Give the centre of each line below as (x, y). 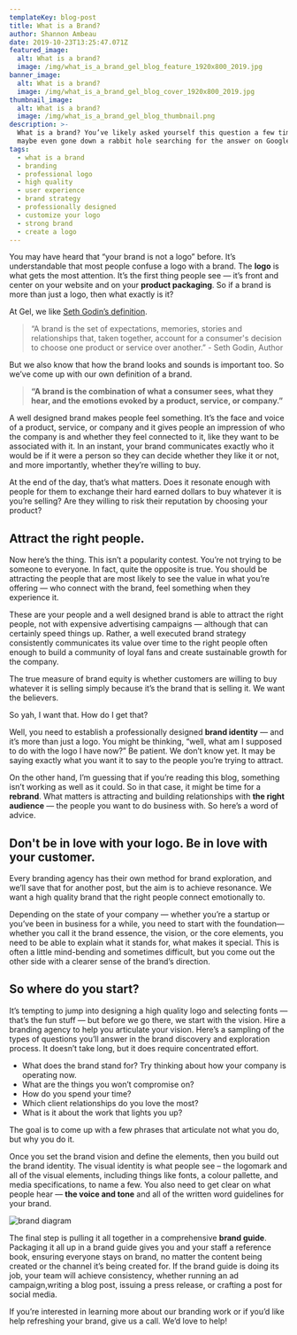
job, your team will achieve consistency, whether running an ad (124, 1275)
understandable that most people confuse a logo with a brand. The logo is (145, 266)
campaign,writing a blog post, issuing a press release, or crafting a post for (146, 1284)
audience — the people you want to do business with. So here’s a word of (144, 806)
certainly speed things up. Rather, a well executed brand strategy (128, 634)
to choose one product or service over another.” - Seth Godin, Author (157, 347)
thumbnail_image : (41, 100)
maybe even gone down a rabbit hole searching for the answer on (140, 141)
